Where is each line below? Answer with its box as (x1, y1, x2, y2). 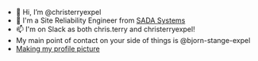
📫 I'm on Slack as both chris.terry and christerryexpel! (15, 24, 196, 34)
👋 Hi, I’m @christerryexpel (15, 8, 102, 16)
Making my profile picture (15, 44, 101, 53)
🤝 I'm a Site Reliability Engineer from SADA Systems (15, 16, 186, 25)
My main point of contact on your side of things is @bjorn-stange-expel (15, 36, 251, 45)
